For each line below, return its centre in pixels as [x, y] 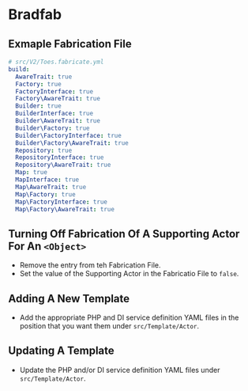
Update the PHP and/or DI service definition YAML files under [120, 370]
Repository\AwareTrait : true [63, 165]
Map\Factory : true [46, 194]
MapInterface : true [47, 180]
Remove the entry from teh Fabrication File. [90, 265]
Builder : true [38, 106]
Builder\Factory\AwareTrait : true [72, 143]
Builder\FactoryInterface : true [69, 135]
